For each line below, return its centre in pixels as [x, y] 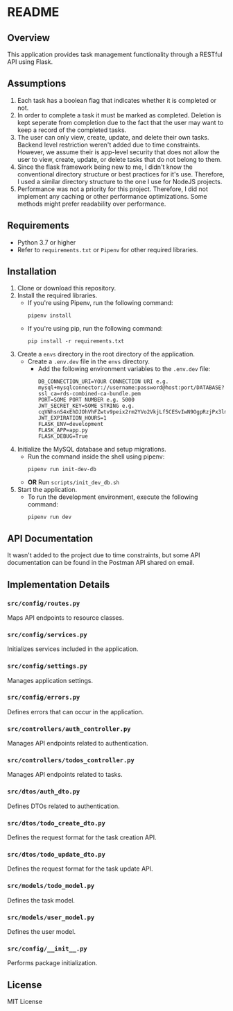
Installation [32, 272]
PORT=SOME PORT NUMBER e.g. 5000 [86, 400]
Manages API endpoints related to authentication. [78, 743]
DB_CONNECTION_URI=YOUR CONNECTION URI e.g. [103, 382]
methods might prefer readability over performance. [92, 204]
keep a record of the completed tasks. [72, 130]
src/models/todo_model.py [51, 886]
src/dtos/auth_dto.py [44, 792]
